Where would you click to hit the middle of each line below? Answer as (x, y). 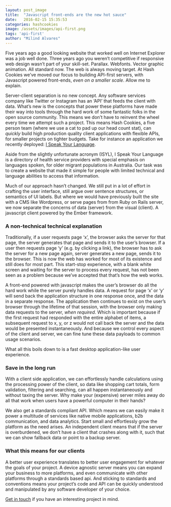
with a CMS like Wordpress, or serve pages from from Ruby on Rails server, (84, 202)
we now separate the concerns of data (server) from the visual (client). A (82, 207)
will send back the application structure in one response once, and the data (84, 296)
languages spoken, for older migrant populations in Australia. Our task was (84, 165)
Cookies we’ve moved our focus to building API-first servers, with (75, 75)
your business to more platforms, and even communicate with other (77, 473)
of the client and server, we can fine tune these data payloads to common (83, 334)
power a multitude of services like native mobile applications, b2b (74, 416)
